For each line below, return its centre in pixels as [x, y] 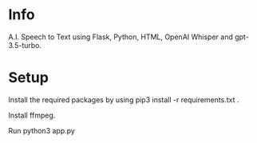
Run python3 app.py [42, 130]
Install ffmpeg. [32, 115]
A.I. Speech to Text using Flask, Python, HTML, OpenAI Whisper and [121, 37]
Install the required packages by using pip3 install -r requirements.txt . [124, 99]
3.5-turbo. [25, 45]
